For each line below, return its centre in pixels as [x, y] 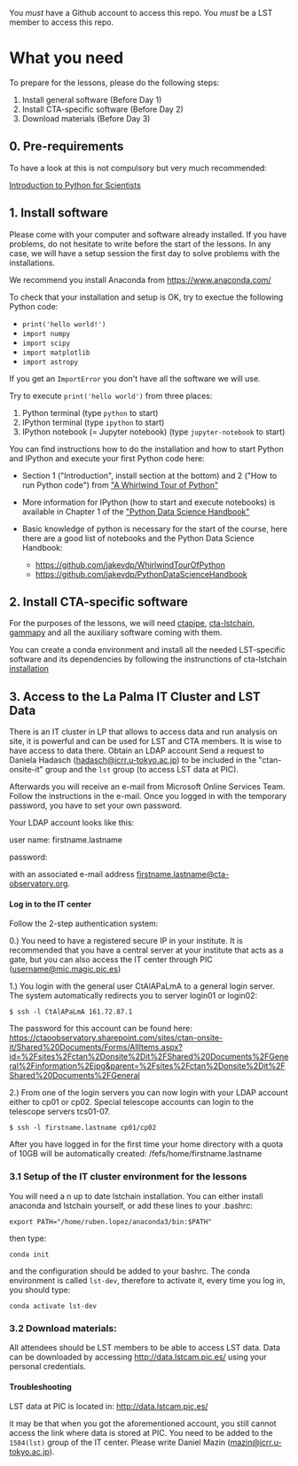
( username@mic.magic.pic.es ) [65, 969]
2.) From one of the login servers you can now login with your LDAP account [149, 1093]
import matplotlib [56, 353]
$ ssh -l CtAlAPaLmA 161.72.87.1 [71, 1012]
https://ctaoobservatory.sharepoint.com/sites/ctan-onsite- [116, 1038]
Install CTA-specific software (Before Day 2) [102, 109]
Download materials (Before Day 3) [86, 118]
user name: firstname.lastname [66, 840]
